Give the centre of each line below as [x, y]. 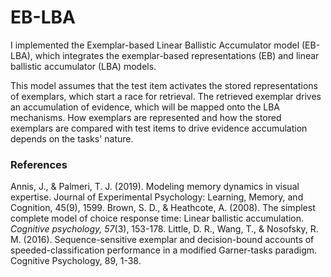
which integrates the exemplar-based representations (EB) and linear [177, 55]
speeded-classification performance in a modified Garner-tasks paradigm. [164, 250]
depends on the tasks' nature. [72, 138]
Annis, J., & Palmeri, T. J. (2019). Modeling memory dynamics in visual [155, 187]
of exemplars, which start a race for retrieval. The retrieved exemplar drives [166, 96]
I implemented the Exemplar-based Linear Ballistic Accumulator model [155, 45]
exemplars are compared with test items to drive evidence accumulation [159, 128]
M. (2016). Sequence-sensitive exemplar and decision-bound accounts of [162, 240]
